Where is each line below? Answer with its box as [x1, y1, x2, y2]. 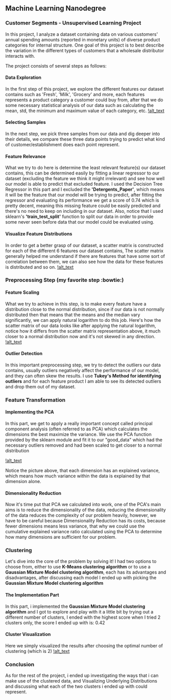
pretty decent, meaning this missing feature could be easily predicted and [5, 203, 161, 209]
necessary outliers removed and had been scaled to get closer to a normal [5, 442, 162, 448]
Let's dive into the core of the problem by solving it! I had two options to [5, 558, 157, 564]
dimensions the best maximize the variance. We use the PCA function [5, 431, 152, 437]
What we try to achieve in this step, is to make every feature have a [5, 300, 146, 307]
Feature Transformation [5, 396, 65, 403]
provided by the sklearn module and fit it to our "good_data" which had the [5, 436, 162, 443]
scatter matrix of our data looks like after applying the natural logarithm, [5, 322, 157, 329]
